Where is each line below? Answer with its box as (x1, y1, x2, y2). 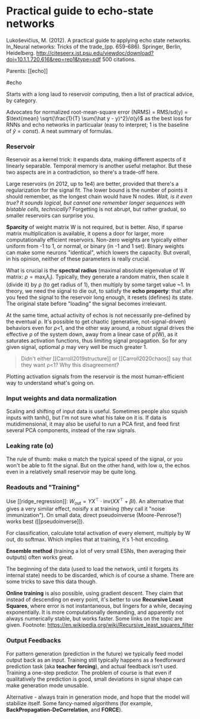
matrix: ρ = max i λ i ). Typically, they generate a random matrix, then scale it (6, 273, 189, 282)
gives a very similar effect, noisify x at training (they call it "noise (6, 505, 165, 512)
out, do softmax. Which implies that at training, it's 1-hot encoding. (6, 536, 170, 543)
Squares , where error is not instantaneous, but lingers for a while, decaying (6, 602, 192, 610)
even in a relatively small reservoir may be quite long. (6, 468, 137, 475)
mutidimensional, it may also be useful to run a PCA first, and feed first (6, 420, 180, 428)
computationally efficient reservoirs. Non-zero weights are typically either (6, 236, 188, 243)
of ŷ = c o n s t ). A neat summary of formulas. (6, 127, 113, 134)
